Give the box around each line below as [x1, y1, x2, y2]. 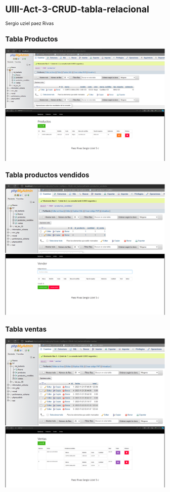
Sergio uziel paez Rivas [5, 20, 54, 26]
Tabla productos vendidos [5, 171, 90, 180]
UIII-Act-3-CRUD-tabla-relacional [5, 4, 149, 15]
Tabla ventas [5, 325, 47, 333]
